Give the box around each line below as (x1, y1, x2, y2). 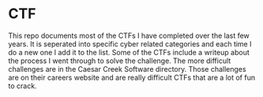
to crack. (8, 80, 37, 91)
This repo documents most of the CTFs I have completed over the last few (8, 31, 250, 40)
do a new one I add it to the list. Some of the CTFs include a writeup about (8, 47, 250, 57)
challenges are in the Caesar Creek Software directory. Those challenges (8, 64, 246, 73)
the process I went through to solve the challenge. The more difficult (8, 56, 231, 65)
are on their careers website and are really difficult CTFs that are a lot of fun (8, 73, 255, 82)
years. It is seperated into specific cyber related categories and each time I (8, 39, 252, 48)
